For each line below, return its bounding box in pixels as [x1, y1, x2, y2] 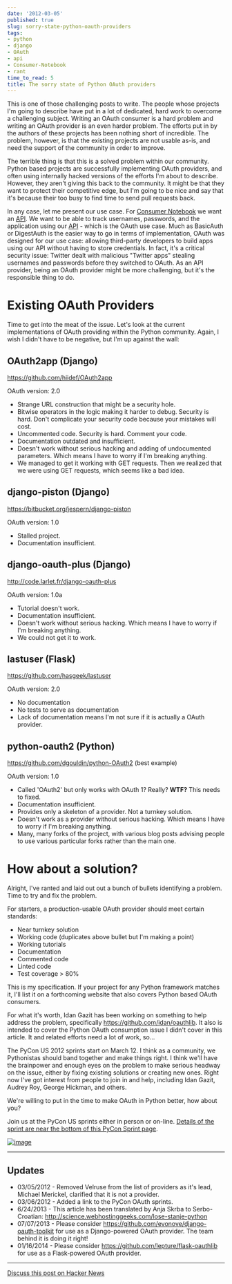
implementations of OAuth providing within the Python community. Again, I [7, 328, 220, 336]
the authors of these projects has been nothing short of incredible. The [7, 129, 209, 138]
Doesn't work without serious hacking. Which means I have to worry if [17, 619, 217, 627]
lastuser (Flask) [7, 654, 76, 665]
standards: [7, 912, 38, 920]
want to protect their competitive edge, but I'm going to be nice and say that [7, 187, 224, 195]
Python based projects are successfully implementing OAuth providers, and [7, 164, 222, 173]
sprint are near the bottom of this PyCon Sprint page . [7, 1124, 158, 1133]
